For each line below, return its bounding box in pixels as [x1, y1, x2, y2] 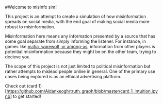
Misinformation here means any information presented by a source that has [5, 34, 156, 39]
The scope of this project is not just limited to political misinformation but [5, 63, 151, 69]
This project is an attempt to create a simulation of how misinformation [5, 14, 147, 19]
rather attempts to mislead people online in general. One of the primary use [5, 69, 156, 74]
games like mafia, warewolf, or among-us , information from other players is [5, 44, 155, 49]
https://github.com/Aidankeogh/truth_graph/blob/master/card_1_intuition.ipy [6, 88, 158, 94]
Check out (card [5, 83, 38, 89]
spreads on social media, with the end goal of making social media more [5, 19, 150, 24]
